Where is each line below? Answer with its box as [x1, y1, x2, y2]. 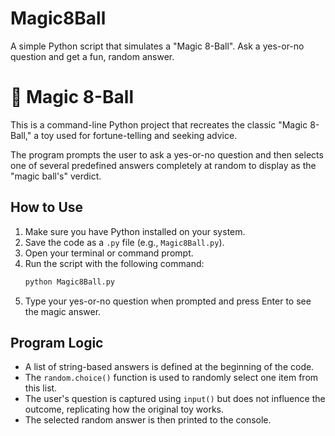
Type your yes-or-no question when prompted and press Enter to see [24, 295, 312, 307]
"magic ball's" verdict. [10, 170, 102, 182]
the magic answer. [24, 305, 102, 317]
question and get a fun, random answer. [10, 50, 175, 62]
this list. [24, 382, 58, 394]
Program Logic [10, 334, 104, 351]
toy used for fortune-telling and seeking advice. [40, 129, 238, 141]
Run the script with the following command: [24, 257, 205, 269]
